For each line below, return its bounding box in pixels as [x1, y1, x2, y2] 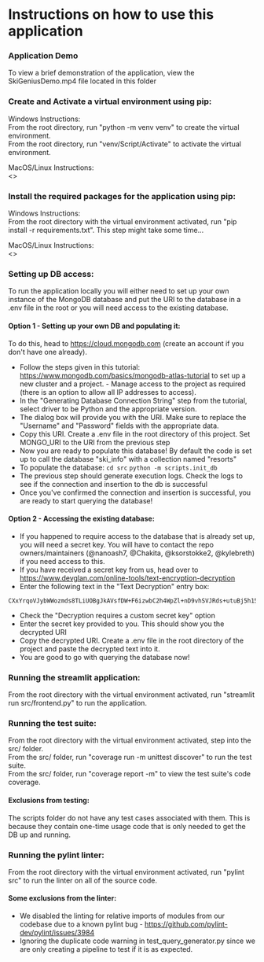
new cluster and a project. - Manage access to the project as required [19, 379, 246, 389]
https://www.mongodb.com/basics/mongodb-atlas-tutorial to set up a [19, 370, 246, 380]
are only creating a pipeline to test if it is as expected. [19, 945, 193, 954]
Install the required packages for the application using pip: [8, 190, 236, 201]
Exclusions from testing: [8, 795, 90, 805]
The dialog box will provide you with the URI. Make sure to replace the [19, 412, 247, 422]
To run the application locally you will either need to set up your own [8, 286, 229, 296]
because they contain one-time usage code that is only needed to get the [8, 821, 246, 831]
